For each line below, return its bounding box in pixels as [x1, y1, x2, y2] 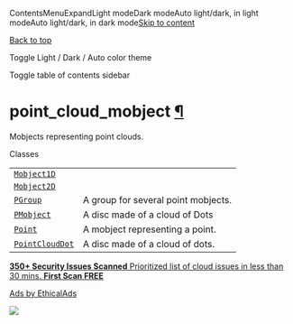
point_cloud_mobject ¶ [9, 101, 185, 122]
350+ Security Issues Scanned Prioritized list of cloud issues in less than [9, 261, 284, 272]
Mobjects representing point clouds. [9, 131, 144, 142]
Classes [9, 148, 39, 159]
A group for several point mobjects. [82, 193, 233, 206]
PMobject [14, 209, 51, 219]
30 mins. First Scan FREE [9, 270, 104, 281]
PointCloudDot [14, 238, 75, 249]
